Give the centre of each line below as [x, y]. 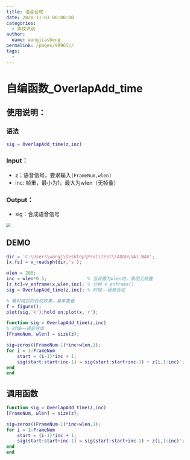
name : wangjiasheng [36, 40]
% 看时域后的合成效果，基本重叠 [40, 301]
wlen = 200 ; [21, 273]
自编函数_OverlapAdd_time [74, 88]
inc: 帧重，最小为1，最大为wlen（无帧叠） [67, 182]
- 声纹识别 [24, 29]
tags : [13, 51]
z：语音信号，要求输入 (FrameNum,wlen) [63, 175]
